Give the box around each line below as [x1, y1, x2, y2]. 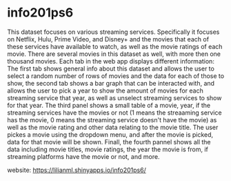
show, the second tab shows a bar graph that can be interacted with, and [7, 79, 215, 87]
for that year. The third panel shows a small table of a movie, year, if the [7, 101, 211, 109]
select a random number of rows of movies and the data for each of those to [7, 71, 225, 80]
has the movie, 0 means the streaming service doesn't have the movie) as [7, 115, 217, 124]
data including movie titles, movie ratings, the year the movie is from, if [7, 145, 208, 153]
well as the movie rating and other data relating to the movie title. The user [7, 123, 219, 131]
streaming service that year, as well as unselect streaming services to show [7, 93, 222, 102]
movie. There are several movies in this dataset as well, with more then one [7, 50, 221, 58]
